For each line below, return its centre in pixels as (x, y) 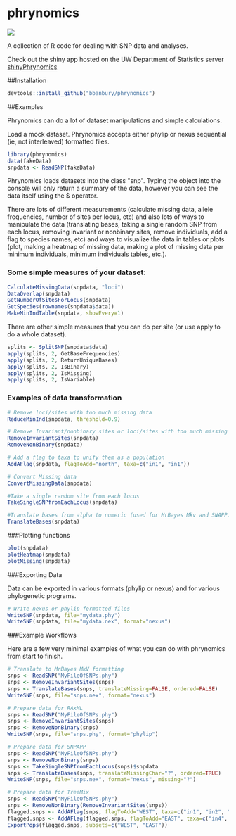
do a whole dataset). (37, 334)
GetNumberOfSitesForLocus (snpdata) (59, 300)
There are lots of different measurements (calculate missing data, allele (110, 210)
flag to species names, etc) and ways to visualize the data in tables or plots (116, 239)
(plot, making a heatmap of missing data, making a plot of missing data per (116, 247)
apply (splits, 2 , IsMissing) (50, 373)
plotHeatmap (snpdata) (39, 555)
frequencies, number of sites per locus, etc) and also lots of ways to (106, 217)
